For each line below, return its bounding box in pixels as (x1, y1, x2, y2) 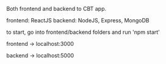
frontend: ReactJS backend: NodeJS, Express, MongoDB (6, 17, 150, 24)
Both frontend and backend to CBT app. (6, 5, 107, 12)
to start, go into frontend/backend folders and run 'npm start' (6, 28, 161, 36)
